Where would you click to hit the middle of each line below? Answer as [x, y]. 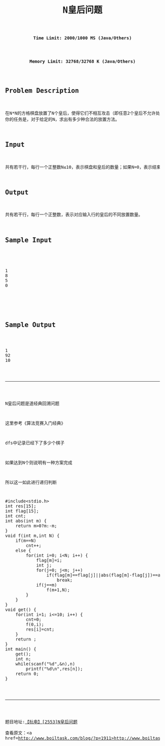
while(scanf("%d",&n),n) [45, 664]
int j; [44, 565]
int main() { [21, 649]
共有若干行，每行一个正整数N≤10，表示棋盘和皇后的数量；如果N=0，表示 [79, 167]
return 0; [27, 674]
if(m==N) [26, 541]
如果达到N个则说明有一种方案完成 [39, 463]
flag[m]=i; [49, 560]
